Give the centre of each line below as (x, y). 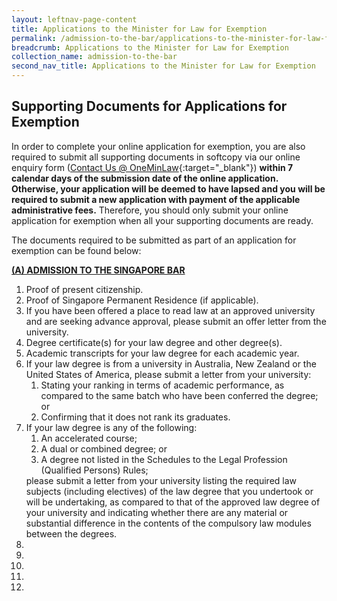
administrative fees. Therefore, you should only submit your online (150, 210)
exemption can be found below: (76, 250)
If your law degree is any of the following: (111, 427)
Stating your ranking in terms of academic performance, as (162, 385)
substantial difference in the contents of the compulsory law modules (168, 523)
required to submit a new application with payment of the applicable (156, 199)
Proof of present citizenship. (84, 289)
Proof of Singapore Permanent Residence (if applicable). (142, 300)
